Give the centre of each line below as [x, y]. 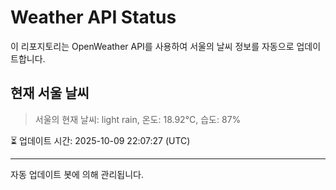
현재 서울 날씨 [50, 93]
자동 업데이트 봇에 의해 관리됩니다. [77, 174]
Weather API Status [93, 17]
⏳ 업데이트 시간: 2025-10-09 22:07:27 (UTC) [100, 140]
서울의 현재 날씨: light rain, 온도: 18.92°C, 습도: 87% [138, 119]
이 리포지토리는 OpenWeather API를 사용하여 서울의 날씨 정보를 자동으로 [152, 46]
